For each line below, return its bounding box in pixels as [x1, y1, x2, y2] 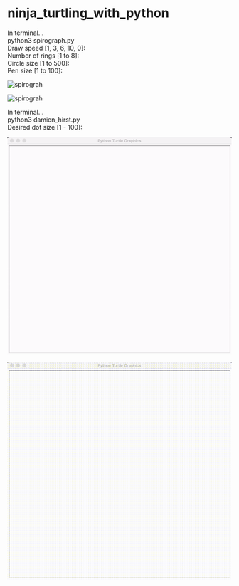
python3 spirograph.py [7, 36, 75, 44]
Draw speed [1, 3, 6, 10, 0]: [7, 43, 85, 52]
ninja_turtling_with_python [7, 5, 169, 21]
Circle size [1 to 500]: [7, 58, 70, 67]
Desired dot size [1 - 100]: [7, 122, 83, 131]
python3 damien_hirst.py [7, 115, 80, 124]
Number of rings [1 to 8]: [7, 51, 80, 60]
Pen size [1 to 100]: [7, 66, 63, 75]
